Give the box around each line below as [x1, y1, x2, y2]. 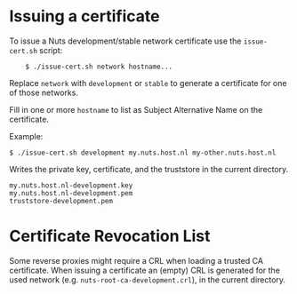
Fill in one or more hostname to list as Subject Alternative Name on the [9, 104, 263, 115]
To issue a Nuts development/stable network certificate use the [9, 36, 242, 46]
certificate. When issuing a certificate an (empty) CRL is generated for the [9, 265, 280, 275]
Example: [9, 131, 44, 141]
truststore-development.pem [9, 196, 114, 205]
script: [39, 44, 63, 55]
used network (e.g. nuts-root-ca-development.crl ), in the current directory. [9, 274, 286, 285]
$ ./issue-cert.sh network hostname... [25, 62, 173, 71]
